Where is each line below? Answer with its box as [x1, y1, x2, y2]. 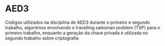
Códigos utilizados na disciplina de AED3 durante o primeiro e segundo [5, 19, 150, 25]
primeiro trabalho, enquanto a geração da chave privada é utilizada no [5, 30, 148, 36]
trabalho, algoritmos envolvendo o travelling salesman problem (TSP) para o [5, 24, 161, 30]
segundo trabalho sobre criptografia [5, 35, 79, 41]
